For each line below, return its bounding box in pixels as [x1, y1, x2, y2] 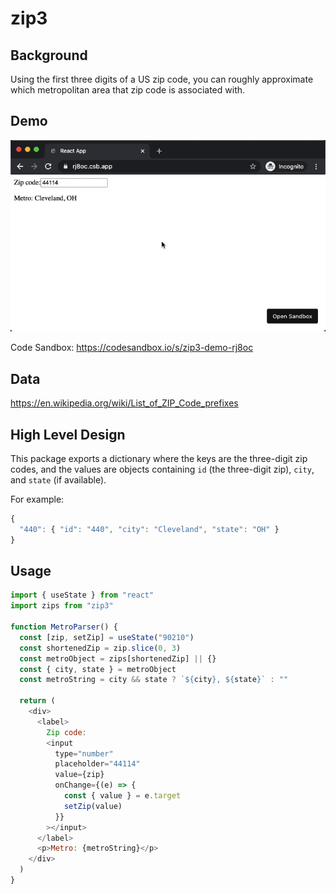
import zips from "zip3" [10, 601, 114, 611]
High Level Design [10, 426, 126, 443]
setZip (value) [63, 801, 123, 811]
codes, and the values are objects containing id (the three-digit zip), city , [10, 463, 315, 476]
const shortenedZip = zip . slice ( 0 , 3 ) [19, 643, 182, 653]
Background [10, 47, 88, 64]
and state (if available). [10, 474, 107, 486]
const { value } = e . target [63, 791, 182, 801]
